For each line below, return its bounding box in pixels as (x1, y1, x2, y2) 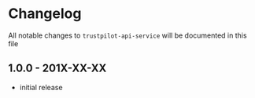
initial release (19, 82, 63, 92)
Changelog (8, 5, 82, 23)
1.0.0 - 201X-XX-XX (8, 62, 107, 75)
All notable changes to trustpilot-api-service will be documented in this (8, 31, 247, 40)
